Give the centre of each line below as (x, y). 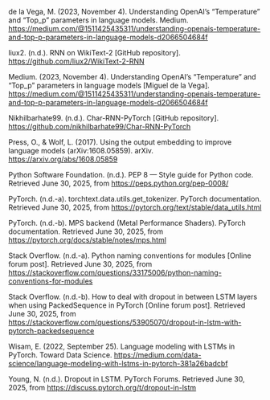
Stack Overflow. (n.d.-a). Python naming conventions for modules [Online (130, 255)
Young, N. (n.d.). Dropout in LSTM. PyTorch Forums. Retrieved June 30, (127, 379)
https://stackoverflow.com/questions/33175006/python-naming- (115, 273)
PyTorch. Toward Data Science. (60, 355)
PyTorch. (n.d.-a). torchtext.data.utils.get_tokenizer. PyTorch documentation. (135, 199)
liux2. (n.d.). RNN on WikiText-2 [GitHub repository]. (94, 53)
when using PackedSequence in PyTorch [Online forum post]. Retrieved (127, 305)
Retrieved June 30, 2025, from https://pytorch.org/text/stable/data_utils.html (135, 207)
